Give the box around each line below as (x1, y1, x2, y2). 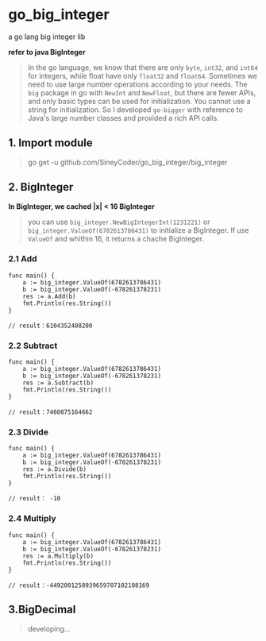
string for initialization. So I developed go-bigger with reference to (27, 105, 244, 114)
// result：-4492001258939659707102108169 (8, 581, 149, 589)
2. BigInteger (8, 180, 74, 194)
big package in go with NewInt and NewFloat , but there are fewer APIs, (27, 87, 256, 97)
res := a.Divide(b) (22, 465, 87, 473)
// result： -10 (8, 495, 61, 503)
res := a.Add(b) (22, 292, 77, 300)
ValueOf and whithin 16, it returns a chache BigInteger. (27, 234, 205, 243)
